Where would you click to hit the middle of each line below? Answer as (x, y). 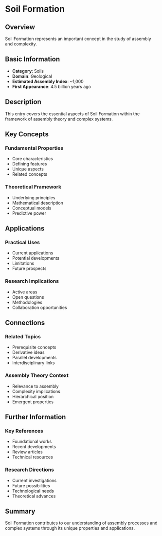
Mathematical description (37, 203)
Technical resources (33, 457)
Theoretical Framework (33, 187)
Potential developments (36, 258)
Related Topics (23, 336)
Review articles (27, 452)
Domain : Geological (32, 76)
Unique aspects (28, 169)
